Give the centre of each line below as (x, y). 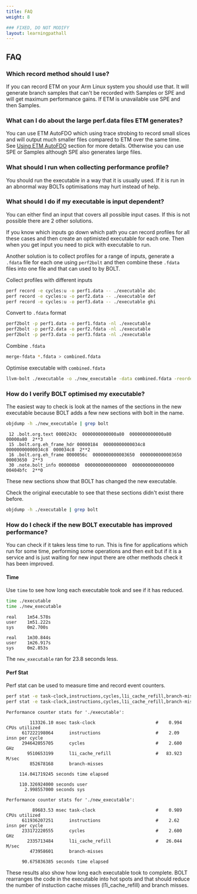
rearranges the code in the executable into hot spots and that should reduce (98, 879)
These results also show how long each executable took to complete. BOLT (97, 873)
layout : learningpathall (36, 33)
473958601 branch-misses (67, 852)
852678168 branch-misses (67, 764)
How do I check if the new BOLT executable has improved (89, 524)
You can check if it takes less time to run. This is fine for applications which (97, 545)
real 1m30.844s (28, 638)
